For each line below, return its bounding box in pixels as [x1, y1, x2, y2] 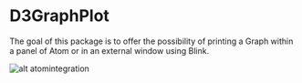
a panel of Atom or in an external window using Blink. [9, 45, 210, 56]
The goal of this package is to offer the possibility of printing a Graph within [9, 36, 294, 47]
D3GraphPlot [9, 5, 109, 26]
